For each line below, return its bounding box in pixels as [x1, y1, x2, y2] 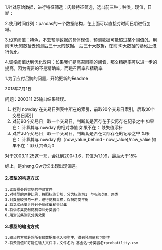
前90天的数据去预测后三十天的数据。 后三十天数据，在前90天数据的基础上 [5, 43, 152, 48]
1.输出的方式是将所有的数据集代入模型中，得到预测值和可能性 [5, 235, 110, 240]
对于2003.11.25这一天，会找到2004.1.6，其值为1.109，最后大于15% [5, 153, 137, 159]
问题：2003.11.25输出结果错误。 [5, 96, 69, 102]
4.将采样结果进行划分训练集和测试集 [5, 203, 67, 207]
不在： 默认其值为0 [16, 143, 55, 148]
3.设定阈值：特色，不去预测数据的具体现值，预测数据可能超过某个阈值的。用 [5, 37, 157, 43]
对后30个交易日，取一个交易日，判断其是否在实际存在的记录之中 [12, 131, 141, 136]
